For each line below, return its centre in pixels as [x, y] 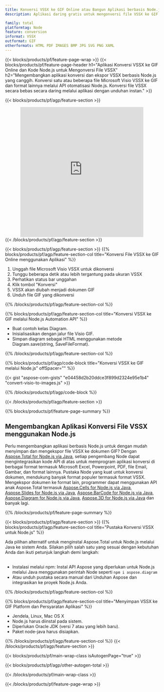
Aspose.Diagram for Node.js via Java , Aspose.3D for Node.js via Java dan [80, 498]
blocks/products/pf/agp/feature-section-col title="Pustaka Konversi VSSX [80, 527]
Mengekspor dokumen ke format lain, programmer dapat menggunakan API [81, 482]
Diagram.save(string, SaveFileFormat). [51, 344]
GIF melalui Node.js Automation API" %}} [46, 319]
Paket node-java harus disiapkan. [46, 631]
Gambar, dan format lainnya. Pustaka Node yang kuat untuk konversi [74, 472]
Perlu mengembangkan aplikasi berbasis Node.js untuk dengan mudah [76, 446]
